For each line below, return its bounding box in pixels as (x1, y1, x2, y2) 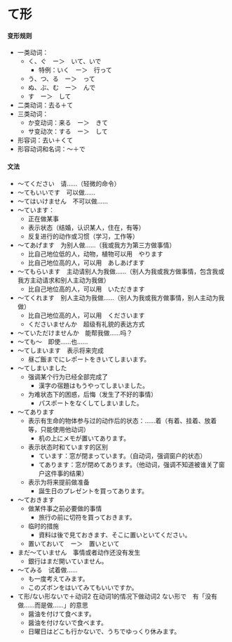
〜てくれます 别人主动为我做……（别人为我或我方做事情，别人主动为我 (17, 293, 225, 302)
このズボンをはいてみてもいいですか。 (27, 583, 138, 591)
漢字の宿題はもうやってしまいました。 (38, 381, 149, 390)
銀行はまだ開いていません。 (27, 556, 108, 565)
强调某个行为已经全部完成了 (27, 372, 109, 381)
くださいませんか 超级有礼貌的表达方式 (27, 320, 145, 328)
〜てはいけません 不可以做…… (17, 197, 109, 205)
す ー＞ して (27, 92, 71, 100)
